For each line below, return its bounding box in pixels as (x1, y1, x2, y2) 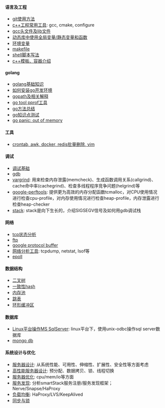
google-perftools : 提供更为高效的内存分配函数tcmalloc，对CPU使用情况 (12, 189, 158, 195)
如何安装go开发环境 (12, 87, 53, 93)
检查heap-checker (12, 201, 50, 207)
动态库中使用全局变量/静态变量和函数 (12, 34, 88, 40)
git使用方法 (12, 16, 35, 22)
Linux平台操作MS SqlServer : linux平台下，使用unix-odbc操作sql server (12, 326, 156, 332)
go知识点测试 (12, 112, 39, 118)
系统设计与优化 (5, 349, 35, 356)
